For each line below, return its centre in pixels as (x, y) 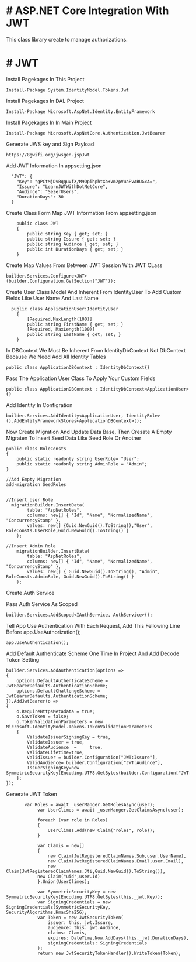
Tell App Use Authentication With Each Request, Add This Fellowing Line (93, 625)
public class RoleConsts (36, 449)
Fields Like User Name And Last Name (52, 298)
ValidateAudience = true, (65, 747)
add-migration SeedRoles (36, 484)
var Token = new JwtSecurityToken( (80, 918)
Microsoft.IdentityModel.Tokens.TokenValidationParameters (79, 727)
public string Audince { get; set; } (73, 244)
